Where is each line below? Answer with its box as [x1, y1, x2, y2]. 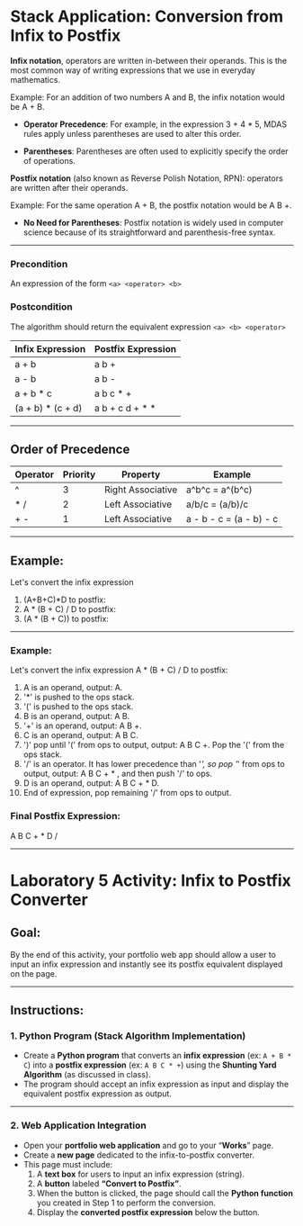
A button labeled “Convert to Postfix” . [36, 1177, 182, 1189]
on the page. [10, 968, 58, 978]
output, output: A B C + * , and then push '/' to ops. [22, 768, 212, 780]
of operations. [22, 155, 76, 166]
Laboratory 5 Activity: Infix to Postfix [10, 870, 291, 890]
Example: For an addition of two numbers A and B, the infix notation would [10, 92, 286, 103]
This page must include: [22, 1158, 113, 1169]
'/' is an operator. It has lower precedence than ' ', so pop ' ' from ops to [22, 759, 286, 770]
